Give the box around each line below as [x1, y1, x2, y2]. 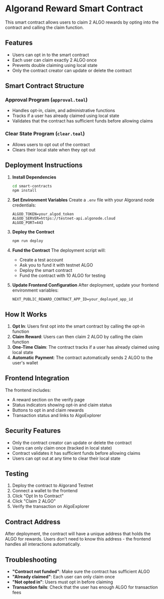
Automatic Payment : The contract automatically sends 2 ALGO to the [12, 355, 153, 360]
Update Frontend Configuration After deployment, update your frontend [12, 282, 159, 288]
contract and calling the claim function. [5, 24, 84, 30]
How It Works [5, 310, 47, 319]
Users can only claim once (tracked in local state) [12, 445, 113, 450]
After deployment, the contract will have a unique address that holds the [5, 531, 151, 537]
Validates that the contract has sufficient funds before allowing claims [12, 118, 153, 124]
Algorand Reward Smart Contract [5, 3, 143, 14]
